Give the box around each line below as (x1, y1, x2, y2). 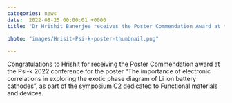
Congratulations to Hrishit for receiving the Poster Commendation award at (7, 60, 220, 69)
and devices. (7, 89, 43, 98)
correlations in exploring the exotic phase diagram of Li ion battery (7, 75, 197, 83)
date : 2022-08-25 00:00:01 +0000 (7, 16, 107, 23)
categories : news (7, 10, 57, 17)
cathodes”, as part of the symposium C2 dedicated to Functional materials (7, 82, 218, 90)
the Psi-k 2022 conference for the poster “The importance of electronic (7, 67, 211, 76)
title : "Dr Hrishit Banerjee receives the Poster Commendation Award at (7, 23, 221, 30)
